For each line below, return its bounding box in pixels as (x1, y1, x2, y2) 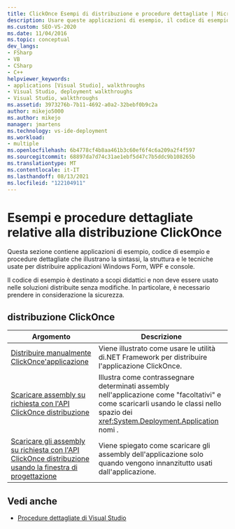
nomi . (98, 425, 119, 435)
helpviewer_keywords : (7, 75, 71, 83)
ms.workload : (7, 134, 45, 141)
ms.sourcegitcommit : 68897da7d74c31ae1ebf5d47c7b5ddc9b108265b (7, 153, 196, 161)
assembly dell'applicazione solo (98, 449, 204, 459)
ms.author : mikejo (7, 114, 61, 121)
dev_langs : (7, 43, 39, 50)
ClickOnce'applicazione (10, 357, 89, 367)
